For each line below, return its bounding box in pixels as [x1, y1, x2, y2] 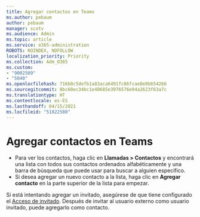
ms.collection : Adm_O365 [6, 59, 68, 65]
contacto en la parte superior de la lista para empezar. [14, 180, 149, 187]
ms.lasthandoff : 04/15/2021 [6, 103, 76, 109]
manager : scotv [6, 25, 44, 32]
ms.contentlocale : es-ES [6, 97, 68, 103]
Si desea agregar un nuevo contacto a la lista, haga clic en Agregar [14, 173, 181, 181]
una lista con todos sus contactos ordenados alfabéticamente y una [14, 161, 182, 168]
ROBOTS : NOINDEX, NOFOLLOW [6, 48, 73, 54]
